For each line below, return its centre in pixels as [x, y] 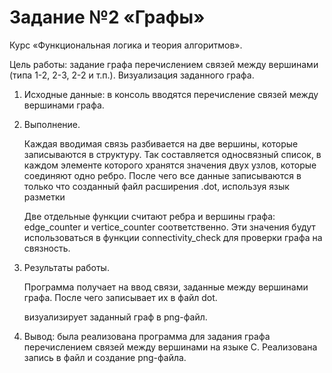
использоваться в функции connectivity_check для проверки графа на [173, 237]
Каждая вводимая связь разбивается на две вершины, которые [161, 143]
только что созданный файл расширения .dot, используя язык [156, 186]
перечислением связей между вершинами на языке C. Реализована [170, 347]
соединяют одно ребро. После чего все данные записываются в [162, 175]
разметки [44, 197]
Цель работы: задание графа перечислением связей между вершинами [164, 64]
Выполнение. [52, 124]
